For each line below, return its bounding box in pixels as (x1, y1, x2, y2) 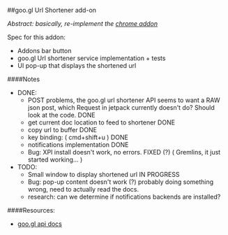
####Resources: (7, 206, 56, 214)
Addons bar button (17, 47, 72, 55)
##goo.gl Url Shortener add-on (7, 6, 96, 14)
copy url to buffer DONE (27, 126, 98, 134)
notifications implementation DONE (27, 141, 129, 149)
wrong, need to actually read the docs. (27, 185, 139, 193)
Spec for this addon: (7, 33, 66, 41)
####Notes (7, 75, 40, 83)
